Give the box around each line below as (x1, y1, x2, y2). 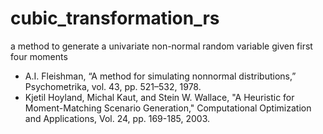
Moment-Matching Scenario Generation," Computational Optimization (24, 102, 312, 114)
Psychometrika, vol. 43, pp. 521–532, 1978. (24, 80, 202, 92)
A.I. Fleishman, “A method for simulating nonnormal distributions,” (24, 70, 297, 82)
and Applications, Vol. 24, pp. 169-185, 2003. (24, 112, 211, 124)
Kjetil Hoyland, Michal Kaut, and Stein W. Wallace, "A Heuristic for (24, 91, 295, 103)
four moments (10, 50, 68, 62)
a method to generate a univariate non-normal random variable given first (10, 40, 313, 52)
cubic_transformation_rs (10, 7, 220, 30)
